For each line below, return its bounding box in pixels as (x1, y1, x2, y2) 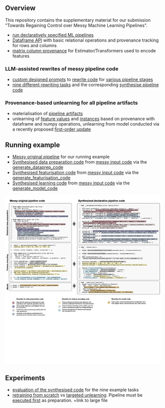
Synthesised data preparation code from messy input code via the (12, 159, 147, 165)
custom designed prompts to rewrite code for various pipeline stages (12, 77, 153, 83)
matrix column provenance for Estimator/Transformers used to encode (12, 47, 156, 53)
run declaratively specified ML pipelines (12, 32, 94, 38)
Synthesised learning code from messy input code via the (12, 180, 130, 186)
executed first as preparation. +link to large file (12, 398, 108, 404)
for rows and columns (12, 42, 57, 48)
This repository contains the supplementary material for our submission (5, 17, 151, 23)
